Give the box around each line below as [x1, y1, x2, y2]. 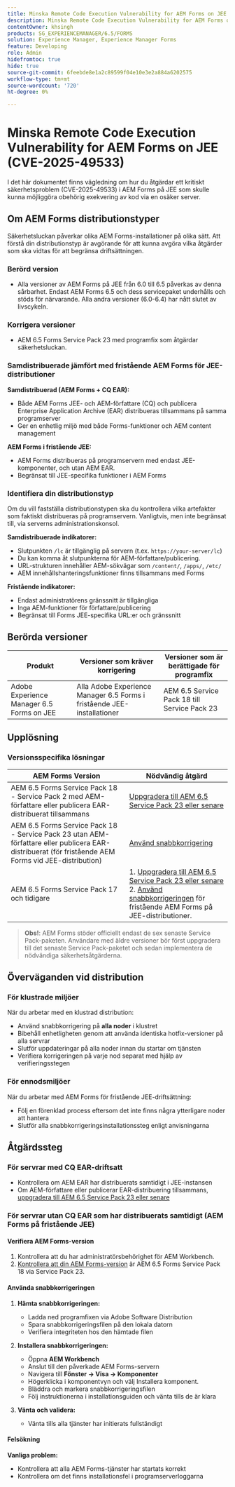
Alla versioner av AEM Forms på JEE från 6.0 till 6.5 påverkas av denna [17, 280, 222, 288]
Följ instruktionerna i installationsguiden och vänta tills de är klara [27, 1392, 217, 1400]
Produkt [27, 661, 55, 671]
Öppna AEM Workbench [27, 1354, 100, 1363]
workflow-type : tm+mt [7, 75, 71, 83]
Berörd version [7, 264, 59, 274]
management [17, 429, 56, 437]
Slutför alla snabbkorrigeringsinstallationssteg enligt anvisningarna [17, 1121, 210, 1129]
